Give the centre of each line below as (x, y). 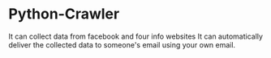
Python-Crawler (64, 14)
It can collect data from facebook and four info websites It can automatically (136, 36)
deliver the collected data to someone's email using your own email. (122, 44)
